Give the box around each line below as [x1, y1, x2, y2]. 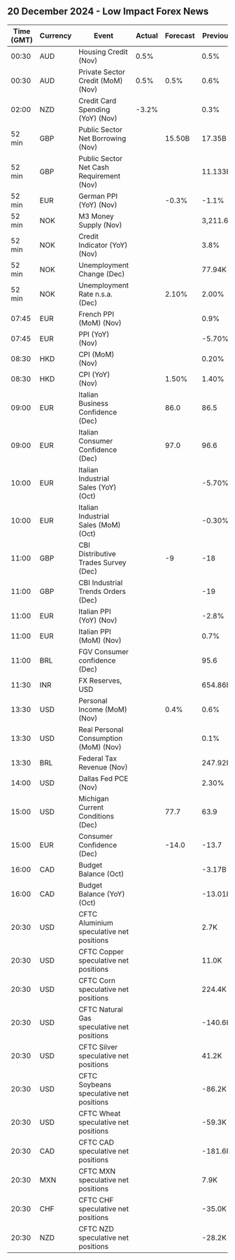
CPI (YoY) [78, 369, 111, 379]
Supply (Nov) [78, 220, 122, 229]
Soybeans [78, 1080, 112, 1089]
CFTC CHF [78, 1195, 114, 1205]
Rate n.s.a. [78, 289, 113, 299]
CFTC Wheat [78, 1108, 121, 1118]
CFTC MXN [78, 1166, 116, 1176]
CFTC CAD [78, 1137, 114, 1147]
